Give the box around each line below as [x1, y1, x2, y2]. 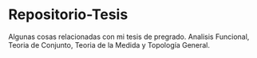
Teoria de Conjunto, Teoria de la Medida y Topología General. [8, 40, 210, 49]
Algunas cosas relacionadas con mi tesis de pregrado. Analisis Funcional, [8, 32, 250, 41]
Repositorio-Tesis [8, 6, 128, 24]
